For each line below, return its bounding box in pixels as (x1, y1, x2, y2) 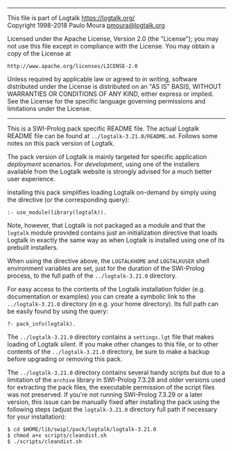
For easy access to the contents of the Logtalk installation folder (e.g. (7, 285, 206, 293)
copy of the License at (7, 49, 71, 58)
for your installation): (7, 412, 67, 421)
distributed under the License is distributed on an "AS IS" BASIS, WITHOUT (7, 83, 222, 90)
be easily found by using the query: (7, 307, 109, 315)
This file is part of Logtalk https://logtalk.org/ (7, 14, 135, 22)
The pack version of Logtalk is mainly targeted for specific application (7, 153, 207, 160)
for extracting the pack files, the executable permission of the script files (7, 383, 215, 391)
